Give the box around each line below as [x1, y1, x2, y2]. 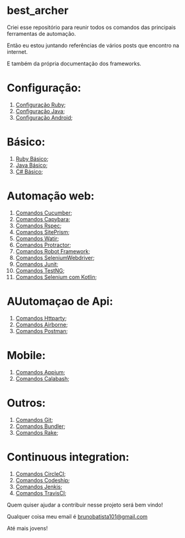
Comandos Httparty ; [15, 314, 67, 322]
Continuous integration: [7, 450, 129, 464]
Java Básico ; [15, 161, 48, 169]
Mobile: [7, 348, 46, 362]
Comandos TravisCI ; [15, 489, 67, 496]
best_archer [7, 4, 69, 18]
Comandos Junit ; [15, 261, 59, 268]
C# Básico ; [15, 167, 44, 175]
